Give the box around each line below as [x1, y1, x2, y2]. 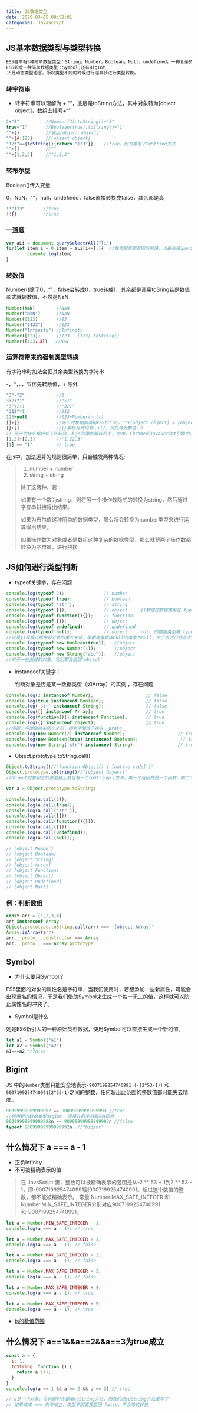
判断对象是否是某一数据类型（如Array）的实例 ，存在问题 [14, 681, 154, 688]
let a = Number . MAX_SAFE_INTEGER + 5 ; [6, 1301, 101, 1307]
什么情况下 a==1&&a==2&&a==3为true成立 [6, 1336, 165, 1347]
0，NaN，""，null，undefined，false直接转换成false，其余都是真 [6, 194, 164, 201]
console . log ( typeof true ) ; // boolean [6, 596, 131, 603]
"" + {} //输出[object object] [6, 129, 100, 136]
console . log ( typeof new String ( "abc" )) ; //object [6, 651, 136, 657]
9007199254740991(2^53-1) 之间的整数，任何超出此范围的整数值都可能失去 [6, 1088, 183, 1096]
